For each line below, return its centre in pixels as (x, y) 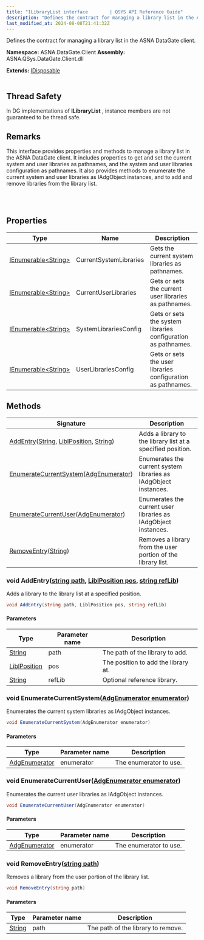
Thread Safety (34, 96)
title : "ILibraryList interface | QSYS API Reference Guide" (95, 12)
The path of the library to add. (145, 652)
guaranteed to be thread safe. (43, 118)
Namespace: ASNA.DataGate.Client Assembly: (66, 52)
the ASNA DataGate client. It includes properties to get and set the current (99, 158)
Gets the (162, 248)
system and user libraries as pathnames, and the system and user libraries (100, 164)
